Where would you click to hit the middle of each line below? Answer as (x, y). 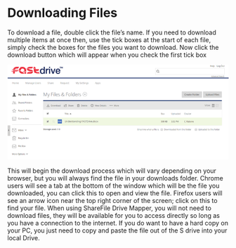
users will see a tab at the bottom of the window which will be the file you (113, 185)
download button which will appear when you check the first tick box (107, 55)
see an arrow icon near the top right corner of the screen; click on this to (112, 200)
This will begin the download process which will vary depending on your (112, 171)
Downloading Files (63, 13)
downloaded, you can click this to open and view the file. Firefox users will (115, 193)
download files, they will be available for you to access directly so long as (113, 215)
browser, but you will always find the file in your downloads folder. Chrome (115, 178)
